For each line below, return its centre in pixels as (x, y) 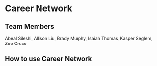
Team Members (30, 27)
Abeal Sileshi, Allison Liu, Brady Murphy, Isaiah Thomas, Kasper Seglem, (79, 38)
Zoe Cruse (16, 44)
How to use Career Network (49, 59)
